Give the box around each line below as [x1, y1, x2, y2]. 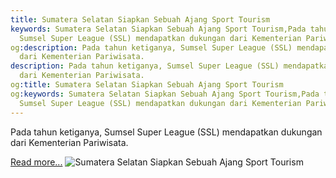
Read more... [10, 156, 63, 168]
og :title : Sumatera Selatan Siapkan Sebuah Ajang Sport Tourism [10, 80, 284, 90]
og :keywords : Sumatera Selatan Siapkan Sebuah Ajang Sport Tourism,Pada [10, 89, 320, 99]
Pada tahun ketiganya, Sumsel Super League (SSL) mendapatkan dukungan [10, 126, 323, 138]
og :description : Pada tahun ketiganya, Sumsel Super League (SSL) [10, 42, 293, 53]
